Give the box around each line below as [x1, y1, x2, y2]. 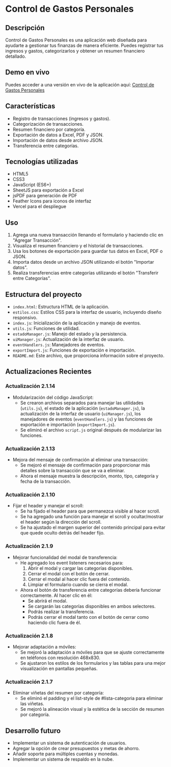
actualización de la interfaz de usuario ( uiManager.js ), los [20, 410, 141, 416]
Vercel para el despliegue [12, 203, 67, 210]
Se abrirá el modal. [27, 597, 68, 603]
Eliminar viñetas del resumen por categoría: [12, 690, 104, 696]
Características [5, 102, 55, 110]
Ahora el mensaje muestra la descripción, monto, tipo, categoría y [20, 473, 159, 479]
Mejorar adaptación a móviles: [12, 643, 76, 649]
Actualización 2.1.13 [5, 445, 55, 452]
